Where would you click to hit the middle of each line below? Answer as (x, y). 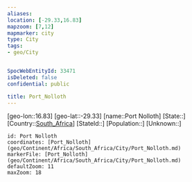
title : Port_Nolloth (37, 97)
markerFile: (24, 155)
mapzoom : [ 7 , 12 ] (30, 26)
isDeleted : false (32, 77)
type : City (23, 40)
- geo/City (23, 53)
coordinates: (26, 142)
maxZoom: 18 (24, 173)
